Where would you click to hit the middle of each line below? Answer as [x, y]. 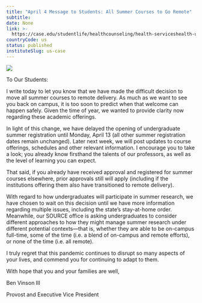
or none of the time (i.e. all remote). [50, 241]
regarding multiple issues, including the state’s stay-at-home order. [89, 209]
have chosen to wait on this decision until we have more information [90, 203]
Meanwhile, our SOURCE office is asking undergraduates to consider [92, 216]
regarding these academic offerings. [51, 117]
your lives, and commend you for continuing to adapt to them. [83, 259]
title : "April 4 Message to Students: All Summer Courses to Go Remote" [99, 12]
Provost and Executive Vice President [53, 294]
